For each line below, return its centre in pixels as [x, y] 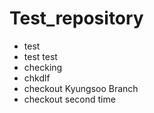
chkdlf [37, 78]
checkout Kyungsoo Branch [81, 88]
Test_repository [76, 18]
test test [40, 56]
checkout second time [69, 99]
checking [43, 67]
